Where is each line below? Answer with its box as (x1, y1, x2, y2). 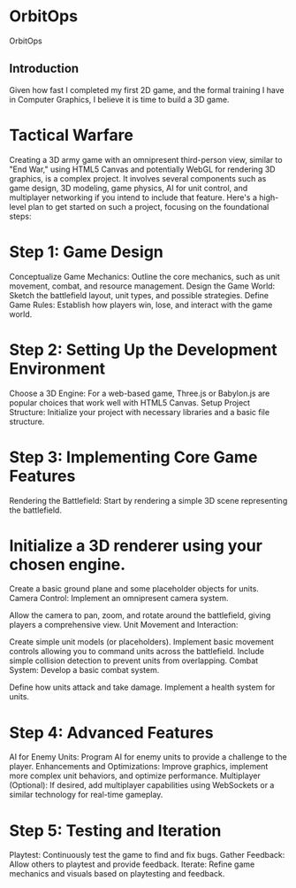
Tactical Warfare (9, 125, 134, 145)
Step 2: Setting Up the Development (9, 339, 277, 359)
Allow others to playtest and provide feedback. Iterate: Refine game (9, 859, 255, 869)
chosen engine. (9, 554, 126, 575)
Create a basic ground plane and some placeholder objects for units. (9, 583, 259, 594)
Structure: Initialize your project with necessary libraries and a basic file (9, 406, 270, 417)
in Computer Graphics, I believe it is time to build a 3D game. (9, 94, 230, 104)
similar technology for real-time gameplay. (9, 790, 163, 800)
